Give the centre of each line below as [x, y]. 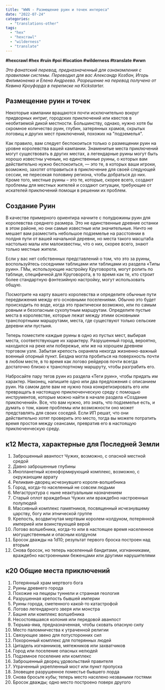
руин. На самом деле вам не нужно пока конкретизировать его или [77, 387]
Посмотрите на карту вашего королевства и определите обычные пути [81, 295]
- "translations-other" [34, 23]
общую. [14, 285]
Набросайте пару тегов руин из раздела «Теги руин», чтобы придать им [82, 376]
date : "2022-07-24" [26, 14]
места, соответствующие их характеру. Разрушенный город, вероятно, [81, 341]
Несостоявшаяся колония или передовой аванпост [67, 619]
